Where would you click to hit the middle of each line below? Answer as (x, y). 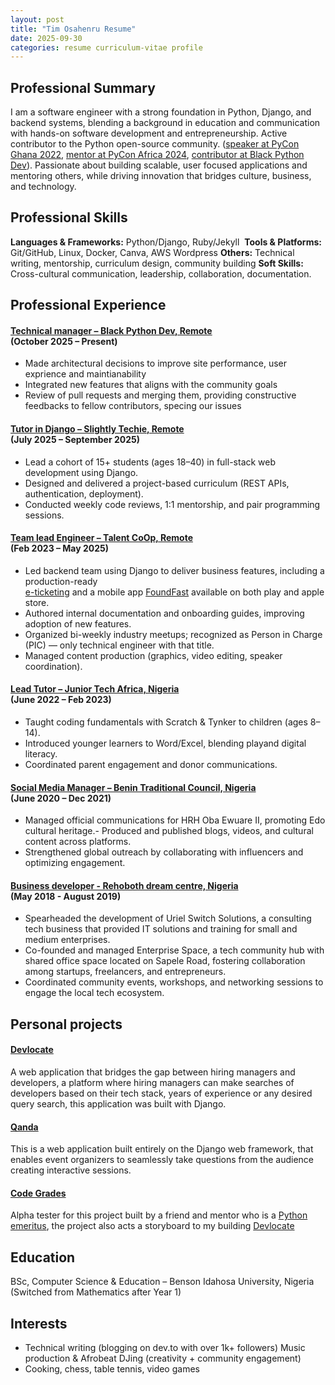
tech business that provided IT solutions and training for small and (161, 929)
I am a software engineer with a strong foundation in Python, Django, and (161, 112)
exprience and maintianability (85, 374)
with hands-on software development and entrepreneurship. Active (149, 133)
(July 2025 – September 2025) (75, 440)
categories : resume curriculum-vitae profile (106, 47)
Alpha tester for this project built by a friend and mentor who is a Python (159, 1215)
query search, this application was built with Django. (118, 1104)
